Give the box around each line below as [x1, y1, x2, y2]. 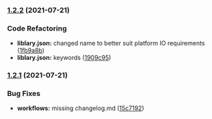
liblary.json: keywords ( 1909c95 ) [16, 54, 111, 62]
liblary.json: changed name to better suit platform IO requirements [16, 39, 205, 48]
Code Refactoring [7, 23, 67, 33]
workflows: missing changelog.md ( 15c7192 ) [16, 104, 145, 112]
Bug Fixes [7, 89, 41, 99]
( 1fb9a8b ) [16, 46, 45, 54]
